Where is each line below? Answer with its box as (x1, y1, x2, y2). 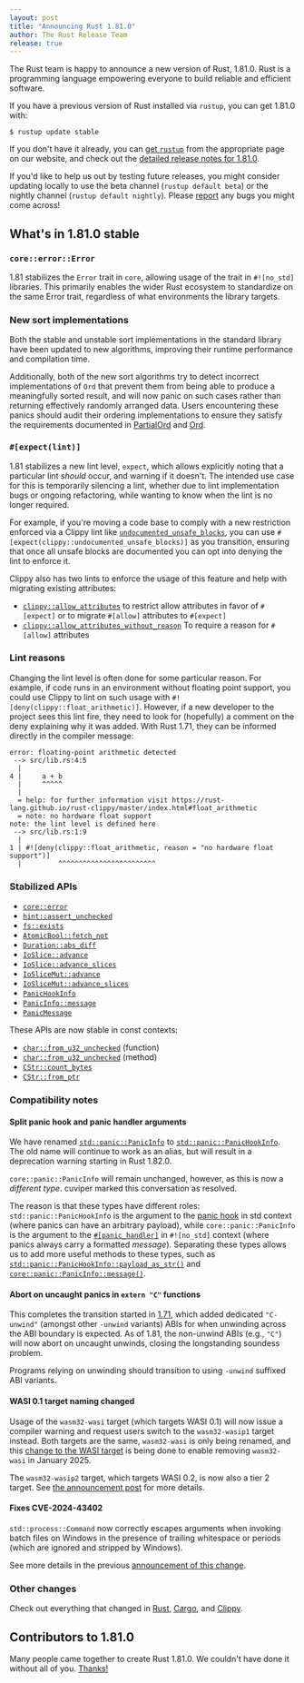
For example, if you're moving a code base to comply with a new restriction (9, 517, 291, 528)
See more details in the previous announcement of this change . (9, 1559, 247, 1570)
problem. (9, 1348, 44, 1359)
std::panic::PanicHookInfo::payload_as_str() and (9, 1259, 201, 1270)
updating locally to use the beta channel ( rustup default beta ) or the (9, 181, 270, 192)
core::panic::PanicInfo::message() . (9, 1268, 147, 1279)
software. (9, 83, 45, 94)
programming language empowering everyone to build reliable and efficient (9, 74, 292, 84)
